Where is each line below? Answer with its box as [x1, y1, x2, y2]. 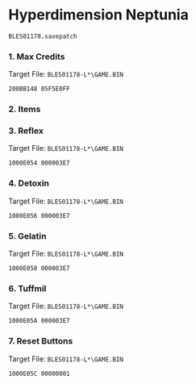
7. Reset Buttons [8, 336, 73, 347]
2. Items [8, 103, 41, 115]
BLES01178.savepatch [8, 32, 78, 40]
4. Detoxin [8, 177, 50, 189]
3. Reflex [8, 125, 44, 136]
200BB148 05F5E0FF [8, 85, 70, 94]
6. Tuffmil [8, 282, 47, 294]
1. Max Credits [8, 51, 65, 62]
